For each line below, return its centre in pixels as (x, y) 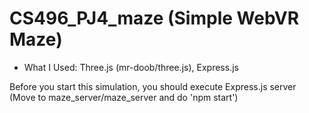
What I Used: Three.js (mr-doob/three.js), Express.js (131, 67)
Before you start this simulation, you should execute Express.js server (153, 86)
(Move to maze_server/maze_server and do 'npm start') (124, 97)
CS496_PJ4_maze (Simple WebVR (154, 18)
